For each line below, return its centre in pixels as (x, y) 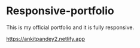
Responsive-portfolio (60, 11)
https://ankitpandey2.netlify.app (46, 39)
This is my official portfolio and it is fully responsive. (70, 27)
